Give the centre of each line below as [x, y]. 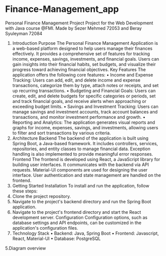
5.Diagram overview [26, 248]
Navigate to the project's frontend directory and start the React [77, 212]
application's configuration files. [45, 228]
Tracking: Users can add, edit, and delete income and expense [76, 80]
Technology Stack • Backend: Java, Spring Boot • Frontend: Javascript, [85, 233]
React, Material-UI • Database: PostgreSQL [56, 238]
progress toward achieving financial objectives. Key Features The [79, 69]
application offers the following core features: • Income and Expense [83, 75]
